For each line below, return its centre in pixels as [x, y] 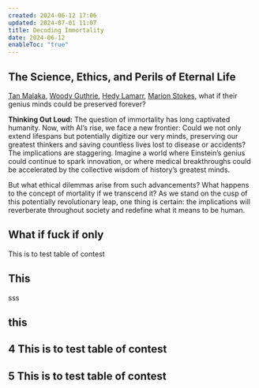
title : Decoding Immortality [56, 30]
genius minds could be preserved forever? [77, 104]
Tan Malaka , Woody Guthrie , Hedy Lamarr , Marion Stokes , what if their [123, 95]
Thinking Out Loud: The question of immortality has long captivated [119, 119]
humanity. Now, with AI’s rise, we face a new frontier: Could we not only [125, 128]
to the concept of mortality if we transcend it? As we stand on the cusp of [128, 193]
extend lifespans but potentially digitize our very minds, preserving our [123, 136]
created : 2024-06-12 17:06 [53, 15]
